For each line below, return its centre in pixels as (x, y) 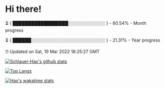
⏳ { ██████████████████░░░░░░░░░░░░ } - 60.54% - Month (76, 23)
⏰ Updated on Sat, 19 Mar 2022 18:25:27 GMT (52, 51)
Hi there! (23, 9)
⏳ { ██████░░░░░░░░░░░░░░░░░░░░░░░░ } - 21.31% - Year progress (83, 40)
